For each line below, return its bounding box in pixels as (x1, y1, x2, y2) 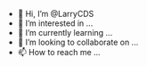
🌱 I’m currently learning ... (17, 28, 113, 37)
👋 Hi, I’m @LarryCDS (17, 9, 94, 19)
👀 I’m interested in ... (17, 18, 94, 29)
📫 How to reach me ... (17, 47, 101, 57)
